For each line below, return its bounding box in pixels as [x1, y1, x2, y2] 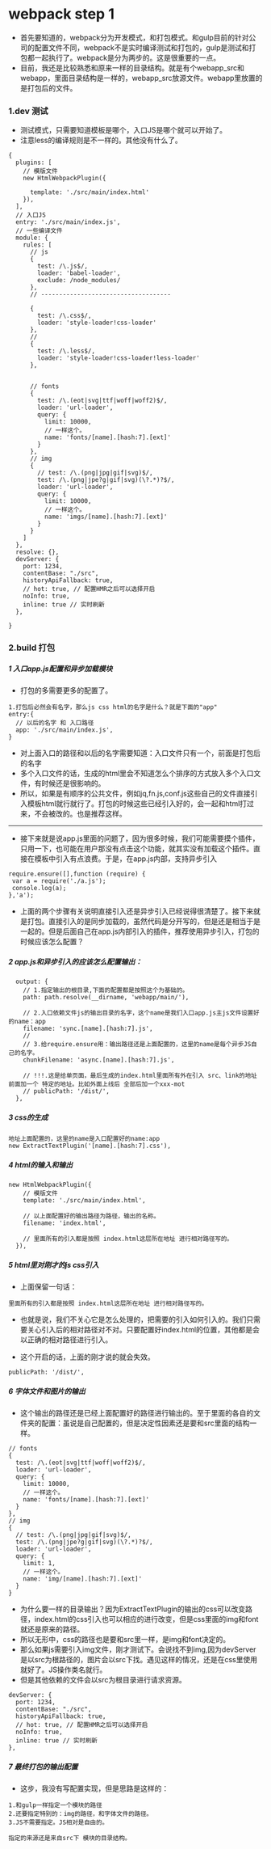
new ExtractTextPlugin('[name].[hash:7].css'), [8, 1142, 172, 1150]
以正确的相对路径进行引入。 [19, 1335, 113, 1345]
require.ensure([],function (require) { [8, 870, 147, 878]
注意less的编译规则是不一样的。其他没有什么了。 [19, 135, 183, 146]
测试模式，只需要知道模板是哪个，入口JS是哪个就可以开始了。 [19, 125, 227, 135]
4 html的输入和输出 [8, 1159, 73, 1169]
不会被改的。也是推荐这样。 [34, 809, 127, 819]
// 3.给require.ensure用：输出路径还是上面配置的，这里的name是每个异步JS [23, 1041, 252, 1049]
